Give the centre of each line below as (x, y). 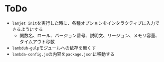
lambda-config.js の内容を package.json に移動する (63, 54)
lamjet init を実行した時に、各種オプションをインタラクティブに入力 (84, 23)
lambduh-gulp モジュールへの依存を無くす (54, 48)
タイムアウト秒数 (37, 41)
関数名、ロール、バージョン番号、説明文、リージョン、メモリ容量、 (90, 35)
